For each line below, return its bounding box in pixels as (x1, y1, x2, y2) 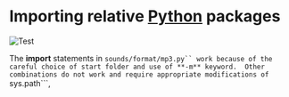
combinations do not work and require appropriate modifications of (9, 69, 269, 79)
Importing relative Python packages (9, 6, 281, 27)
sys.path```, (9, 77, 51, 88)
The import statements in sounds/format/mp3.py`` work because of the (9, 53, 273, 63)
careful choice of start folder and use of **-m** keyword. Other (9, 62, 266, 71)
